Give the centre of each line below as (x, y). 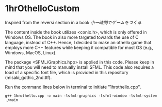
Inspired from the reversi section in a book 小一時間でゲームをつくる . (74, 22)
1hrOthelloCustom (42, 8)
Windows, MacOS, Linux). (31, 53)
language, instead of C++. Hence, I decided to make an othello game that (78, 42)
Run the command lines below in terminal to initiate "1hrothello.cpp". (73, 87)
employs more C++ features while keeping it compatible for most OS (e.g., (79, 47)
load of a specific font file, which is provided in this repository (67, 72)
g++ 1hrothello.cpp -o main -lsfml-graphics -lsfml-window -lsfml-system (81, 96)
